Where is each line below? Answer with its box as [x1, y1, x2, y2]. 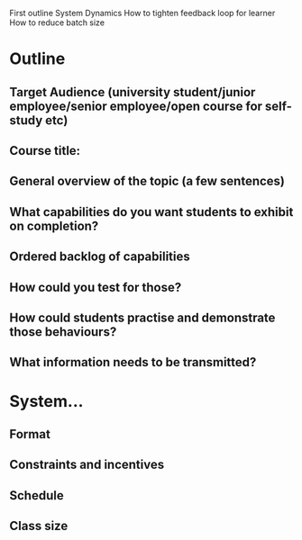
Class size [9, 518, 69, 534]
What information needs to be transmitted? [9, 355, 257, 370]
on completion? [9, 218, 99, 233]
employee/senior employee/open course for [9, 98, 263, 113]
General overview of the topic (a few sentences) [9, 174, 286, 189]
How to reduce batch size [9, 17, 105, 28]
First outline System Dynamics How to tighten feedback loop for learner [9, 8, 276, 18]
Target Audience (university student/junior [9, 85, 256, 100]
